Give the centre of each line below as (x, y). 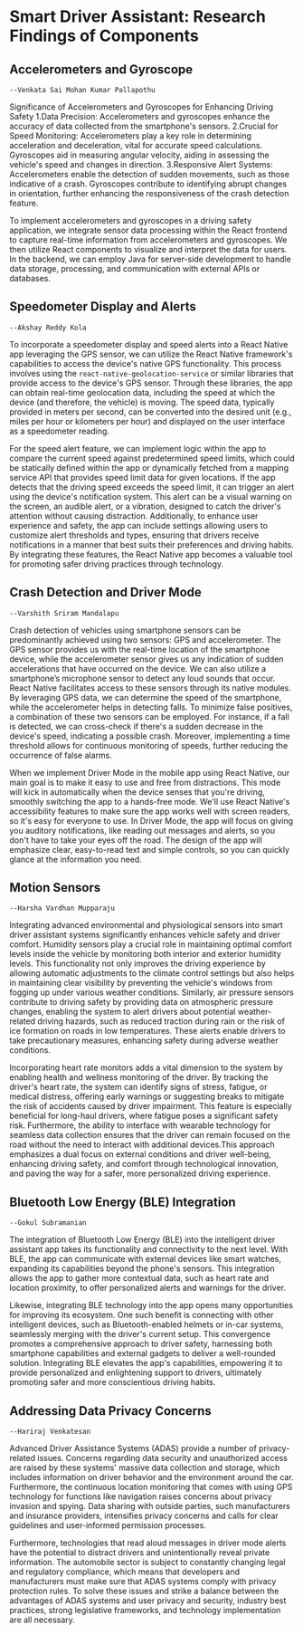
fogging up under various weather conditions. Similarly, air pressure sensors (151, 992)
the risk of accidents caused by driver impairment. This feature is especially (151, 1106)
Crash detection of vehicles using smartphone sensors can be (125, 630)
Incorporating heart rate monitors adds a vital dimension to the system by (146, 1068)
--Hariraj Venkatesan (50, 1432)
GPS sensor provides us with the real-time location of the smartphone (139, 649)
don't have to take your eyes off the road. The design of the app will (136, 840)
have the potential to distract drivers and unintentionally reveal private (140, 1553)
